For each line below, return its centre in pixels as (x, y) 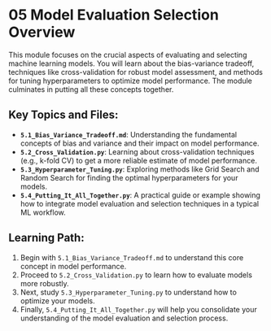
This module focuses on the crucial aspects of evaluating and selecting (128, 54)
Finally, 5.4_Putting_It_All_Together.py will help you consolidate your (139, 309)
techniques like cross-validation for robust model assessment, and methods (135, 72)
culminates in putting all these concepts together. (91, 89)
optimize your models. (57, 301)
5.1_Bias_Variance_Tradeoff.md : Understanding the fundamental (129, 134)
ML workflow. (43, 212)
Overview (42, 32)
